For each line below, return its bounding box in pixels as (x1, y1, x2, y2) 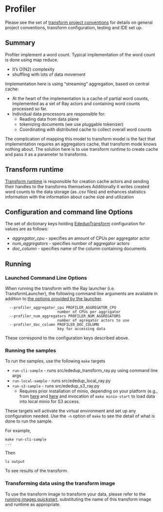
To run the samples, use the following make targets (5, 358, 106, 364)
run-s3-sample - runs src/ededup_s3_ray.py (12, 383, 100, 389)
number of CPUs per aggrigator (57, 310, 121, 315)
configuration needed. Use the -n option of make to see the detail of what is (5, 413, 155, 419)
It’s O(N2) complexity (12, 66, 55, 72)
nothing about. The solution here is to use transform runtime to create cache (5, 146, 158, 152)
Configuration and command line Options (5, 208, 133, 216)
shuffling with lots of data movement (12, 71, 86, 77)
